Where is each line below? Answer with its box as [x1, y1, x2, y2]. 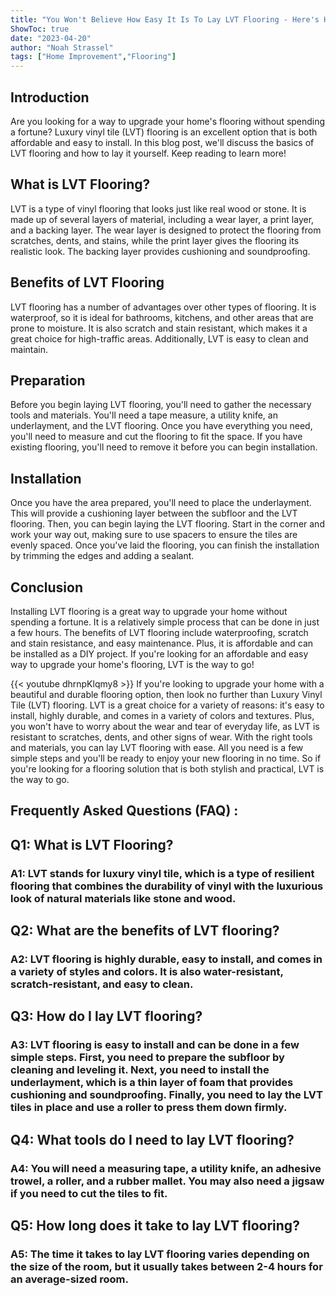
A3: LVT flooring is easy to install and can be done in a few [10, 1038, 300, 1052]
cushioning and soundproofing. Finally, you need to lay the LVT [10, 1088, 323, 1102]
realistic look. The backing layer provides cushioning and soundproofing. [10, 245, 311, 257]
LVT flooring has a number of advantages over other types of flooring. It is [10, 301, 317, 313]
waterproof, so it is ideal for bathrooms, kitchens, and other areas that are [10, 311, 314, 323]
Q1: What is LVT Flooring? [10, 836, 174, 853]
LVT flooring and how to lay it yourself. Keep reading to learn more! [10, 147, 287, 159]
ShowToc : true [10, 24, 70, 34]
